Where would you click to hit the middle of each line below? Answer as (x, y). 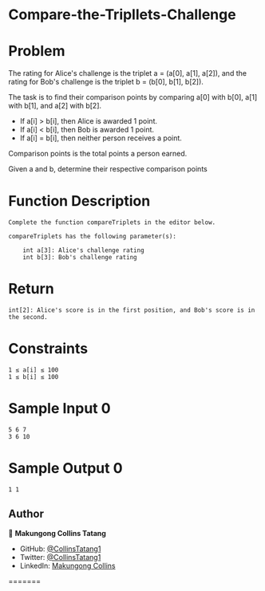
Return (31, 289)
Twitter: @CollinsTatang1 (60, 557)
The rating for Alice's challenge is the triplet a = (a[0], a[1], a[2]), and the (128, 73)
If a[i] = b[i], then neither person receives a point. (101, 138)
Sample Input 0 (59, 409)
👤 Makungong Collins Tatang (57, 533)
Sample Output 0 (65, 469)
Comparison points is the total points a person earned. (98, 154)
